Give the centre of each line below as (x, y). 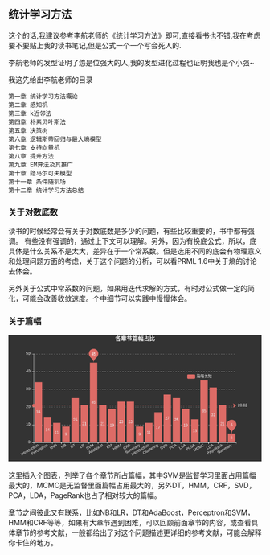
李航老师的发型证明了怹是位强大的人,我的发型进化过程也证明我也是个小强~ (131, 62)
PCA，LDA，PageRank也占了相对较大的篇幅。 (85, 495)
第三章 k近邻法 (30, 113)
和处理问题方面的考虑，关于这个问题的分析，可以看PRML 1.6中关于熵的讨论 (133, 261)
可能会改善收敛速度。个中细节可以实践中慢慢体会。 (106, 298)
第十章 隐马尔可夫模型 (40, 173)
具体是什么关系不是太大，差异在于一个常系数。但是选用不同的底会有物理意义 (135, 251)
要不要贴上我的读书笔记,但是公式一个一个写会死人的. (95, 45)
